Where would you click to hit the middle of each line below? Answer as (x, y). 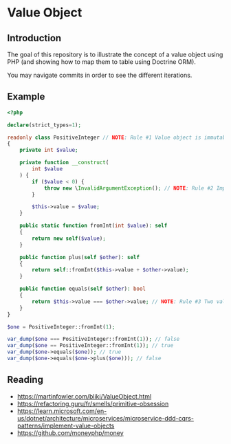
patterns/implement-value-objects (66, 425)
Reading (25, 380)
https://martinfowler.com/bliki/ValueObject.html (84, 396)
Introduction (34, 38)
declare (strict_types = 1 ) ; (44, 125)
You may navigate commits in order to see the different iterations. (100, 75)
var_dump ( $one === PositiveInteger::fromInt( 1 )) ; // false (93, 339)
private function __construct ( (64, 163)
